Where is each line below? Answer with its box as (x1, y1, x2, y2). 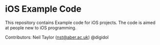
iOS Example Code (5, 3, 81, 15)
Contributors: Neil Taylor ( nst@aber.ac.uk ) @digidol (5, 34, 109, 40)
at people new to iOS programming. (5, 24, 77, 30)
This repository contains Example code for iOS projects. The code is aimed (5, 20, 156, 25)
